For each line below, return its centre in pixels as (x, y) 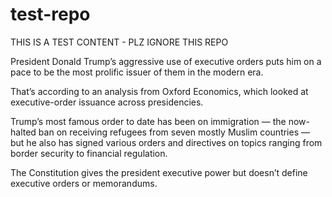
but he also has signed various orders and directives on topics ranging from (166, 142)
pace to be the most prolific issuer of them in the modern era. (137, 72)
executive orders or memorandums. (84, 183)
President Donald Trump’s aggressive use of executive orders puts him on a (166, 61)
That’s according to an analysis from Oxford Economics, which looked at (159, 91)
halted (23, 132)
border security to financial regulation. (89, 153)
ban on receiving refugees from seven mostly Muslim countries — (174, 132)
